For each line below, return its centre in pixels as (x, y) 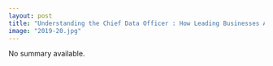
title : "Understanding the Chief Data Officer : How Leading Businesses (134, 23)
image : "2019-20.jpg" (45, 31)
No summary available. (47, 54)
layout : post (30, 16)
